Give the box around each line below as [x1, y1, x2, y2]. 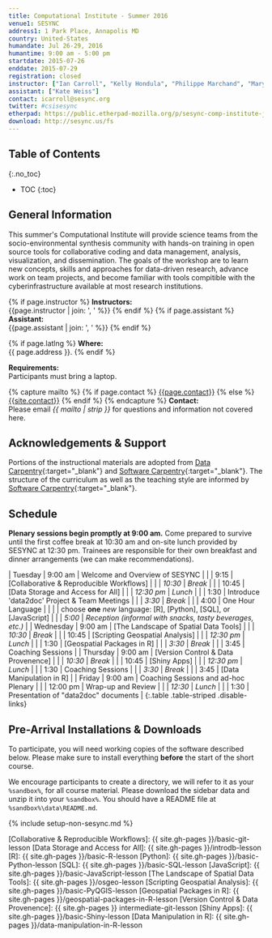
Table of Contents [8, 147, 101, 161]
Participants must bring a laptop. [8, 371, 117, 381]
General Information [8, 208, 113, 222]
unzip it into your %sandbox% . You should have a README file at [8, 794, 216, 804]
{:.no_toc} [8, 168, 41, 178]
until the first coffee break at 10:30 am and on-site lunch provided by [8, 537, 238, 547]
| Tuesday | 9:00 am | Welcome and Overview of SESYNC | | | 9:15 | [8, 570, 233, 580]
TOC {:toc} [19, 184, 57, 194]
